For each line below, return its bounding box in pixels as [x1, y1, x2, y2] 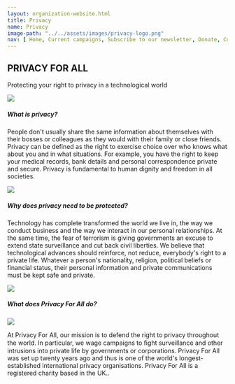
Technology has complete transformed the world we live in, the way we [7, 218, 213, 227]
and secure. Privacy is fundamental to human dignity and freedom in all [7, 164, 213, 173]
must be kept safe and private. [7, 271, 96, 279]
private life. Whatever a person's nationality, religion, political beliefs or [7, 256, 212, 264]
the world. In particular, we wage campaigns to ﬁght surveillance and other [7, 339, 223, 347]
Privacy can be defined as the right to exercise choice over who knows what [7, 142, 227, 150]
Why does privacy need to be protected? [7, 201, 128, 210]
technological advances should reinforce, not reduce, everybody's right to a [7, 248, 227, 257]
